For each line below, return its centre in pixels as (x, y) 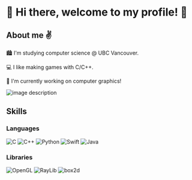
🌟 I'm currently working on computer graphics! (64, 81)
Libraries (19, 157)
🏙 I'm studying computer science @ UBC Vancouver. (73, 53)
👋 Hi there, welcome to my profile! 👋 (97, 12)
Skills (16, 111)
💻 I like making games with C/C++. (50, 67)
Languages (23, 128)
